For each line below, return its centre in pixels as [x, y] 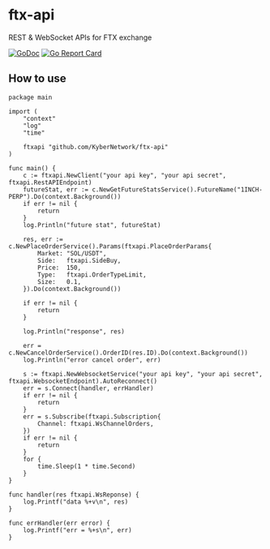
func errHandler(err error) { [60, 523]
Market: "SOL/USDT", [72, 253]
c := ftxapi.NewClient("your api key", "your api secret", [125, 175]
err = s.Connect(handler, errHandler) [88, 388]
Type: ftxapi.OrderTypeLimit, [92, 274]
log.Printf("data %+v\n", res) [76, 502]
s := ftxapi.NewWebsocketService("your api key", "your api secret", [143, 374]
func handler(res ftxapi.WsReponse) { [74, 495]
